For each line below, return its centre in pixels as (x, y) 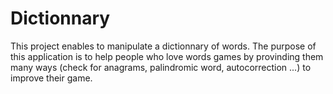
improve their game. (51, 78)
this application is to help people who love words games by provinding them (167, 56)
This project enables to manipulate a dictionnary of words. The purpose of (163, 46)
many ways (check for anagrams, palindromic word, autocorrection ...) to (161, 67)
